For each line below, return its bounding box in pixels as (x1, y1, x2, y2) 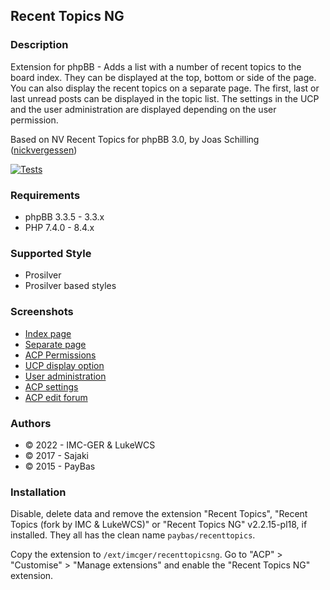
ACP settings (24, 380, 79, 393)
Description (10, 38, 69, 52)
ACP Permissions (24, 349, 97, 361)
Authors (10, 416, 52, 430)
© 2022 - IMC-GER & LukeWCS (24, 439, 156, 451)
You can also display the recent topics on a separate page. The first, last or (10, 82, 320, 94)
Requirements (10, 188, 81, 202)
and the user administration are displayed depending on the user (10, 103, 277, 115)
